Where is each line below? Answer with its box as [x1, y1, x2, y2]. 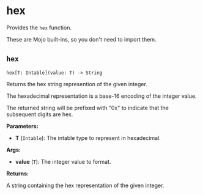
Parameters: [6, 122, 39, 130]
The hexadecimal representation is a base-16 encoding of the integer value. [6, 92, 197, 100]
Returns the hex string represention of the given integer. [6, 80, 148, 87]
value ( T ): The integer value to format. [15, 158, 111, 165]
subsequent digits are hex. [6, 111, 73, 118]
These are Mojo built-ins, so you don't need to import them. [6, 35, 157, 43]
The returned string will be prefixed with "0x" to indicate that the [6, 104, 169, 111]
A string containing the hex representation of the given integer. [6, 182, 164, 189]
